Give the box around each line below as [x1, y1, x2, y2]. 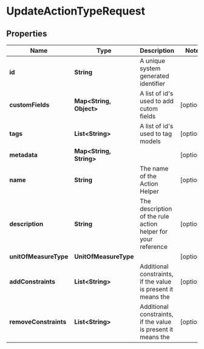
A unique [139, 56, 166, 65]
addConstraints [9, 277, 56, 286]
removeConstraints [9, 317, 67, 326]
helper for [139, 228, 168, 235]
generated [139, 72, 169, 80]
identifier [139, 80, 166, 87]
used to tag [139, 129, 172, 138]
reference [139, 243, 168, 251]
